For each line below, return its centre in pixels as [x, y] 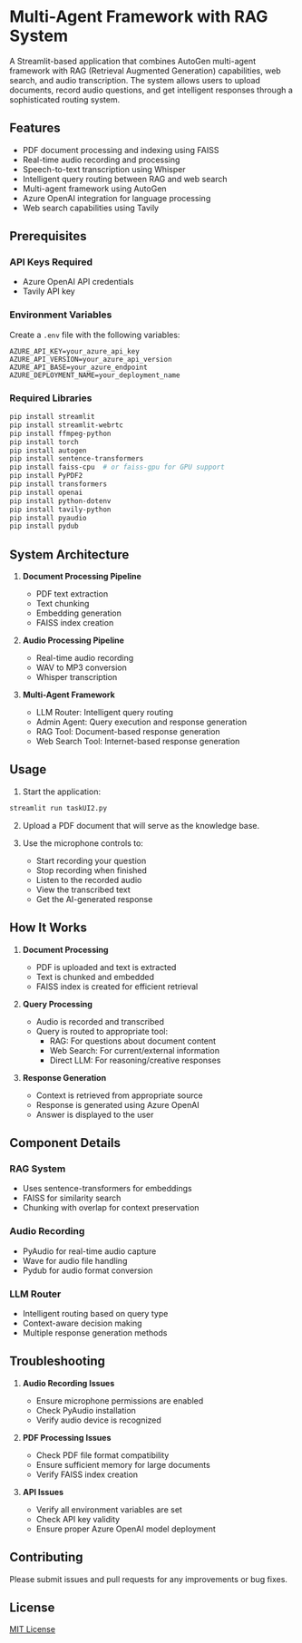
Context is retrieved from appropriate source [119, 1095]
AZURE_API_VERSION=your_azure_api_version [91, 359]
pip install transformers [58, 484]
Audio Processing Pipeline [73, 640]
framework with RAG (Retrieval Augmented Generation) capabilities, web [145, 71]
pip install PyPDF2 [46, 476]
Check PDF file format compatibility [102, 1455]
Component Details [65, 1143]
